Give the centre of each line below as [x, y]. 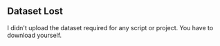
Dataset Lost [35, 11]
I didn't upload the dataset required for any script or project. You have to [110, 27]
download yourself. [35, 35]
